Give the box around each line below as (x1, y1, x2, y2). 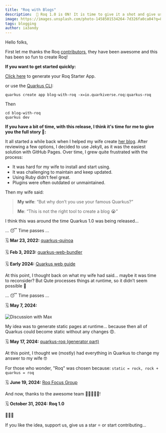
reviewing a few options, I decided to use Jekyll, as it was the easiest (5, 144, 146, 150)
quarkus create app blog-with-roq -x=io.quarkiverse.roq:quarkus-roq (5, 93, 152, 97)
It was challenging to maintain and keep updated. (12, 169, 113, 175)
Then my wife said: (5, 189, 44, 195)
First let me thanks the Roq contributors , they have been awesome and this (5, 49, 158, 55)
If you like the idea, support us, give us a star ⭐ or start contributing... (5, 422, 147, 428)
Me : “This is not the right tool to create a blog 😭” (17, 208, 118, 214)
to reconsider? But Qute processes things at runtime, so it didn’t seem (5, 278, 147, 284)
